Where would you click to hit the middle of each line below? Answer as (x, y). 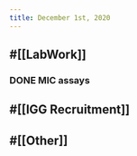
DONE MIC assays (50, 80)
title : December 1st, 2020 (60, 18)
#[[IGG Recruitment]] (70, 110)
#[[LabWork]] (48, 55)
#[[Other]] (39, 140)
